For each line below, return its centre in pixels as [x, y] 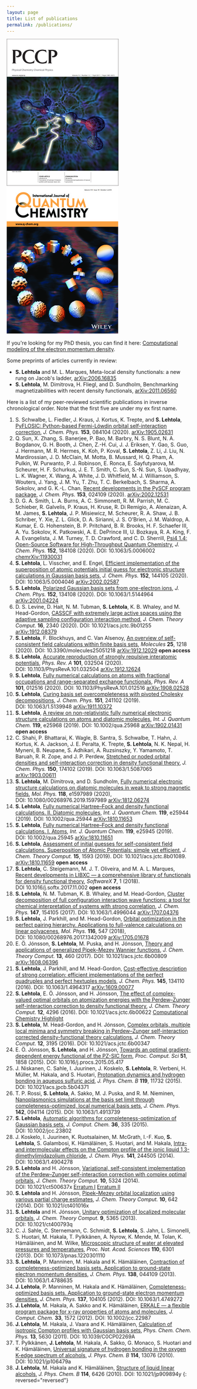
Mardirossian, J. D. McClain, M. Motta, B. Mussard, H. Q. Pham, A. [95, 457]
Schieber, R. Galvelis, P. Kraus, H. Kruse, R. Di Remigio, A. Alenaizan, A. [101, 507]
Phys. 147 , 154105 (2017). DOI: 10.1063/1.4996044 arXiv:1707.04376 [97, 912]
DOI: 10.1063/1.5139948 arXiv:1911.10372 [64, 707]
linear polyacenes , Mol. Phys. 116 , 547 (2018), [71, 931]
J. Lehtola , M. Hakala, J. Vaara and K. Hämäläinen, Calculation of [94, 1324]
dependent [28, 1056]
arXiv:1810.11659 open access [51, 862]
